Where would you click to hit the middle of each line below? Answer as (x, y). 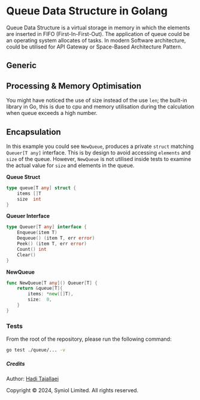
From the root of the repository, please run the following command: (89, 339)
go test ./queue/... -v (36, 350)
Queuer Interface (28, 216)
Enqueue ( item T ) (37, 233)
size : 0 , (40, 300)
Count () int (32, 249)
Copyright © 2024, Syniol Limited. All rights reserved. (72, 390)
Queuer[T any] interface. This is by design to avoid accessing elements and (99, 152)
